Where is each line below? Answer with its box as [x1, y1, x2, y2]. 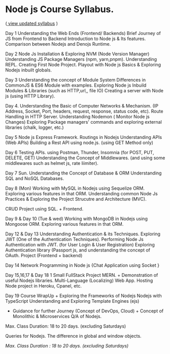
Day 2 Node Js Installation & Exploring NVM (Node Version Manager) [5, 51, 150, 57]
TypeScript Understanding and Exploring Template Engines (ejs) [5, 298, 140, 304]
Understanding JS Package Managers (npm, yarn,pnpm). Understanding [5, 56, 157, 62]
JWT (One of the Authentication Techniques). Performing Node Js [5, 236, 144, 242]
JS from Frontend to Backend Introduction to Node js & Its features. [5, 36, 146, 42]
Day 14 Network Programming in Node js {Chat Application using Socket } [5, 262, 160, 268]
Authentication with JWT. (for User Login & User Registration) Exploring [5, 241, 155, 247]
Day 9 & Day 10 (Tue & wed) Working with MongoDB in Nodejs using [5, 216, 148, 222]
